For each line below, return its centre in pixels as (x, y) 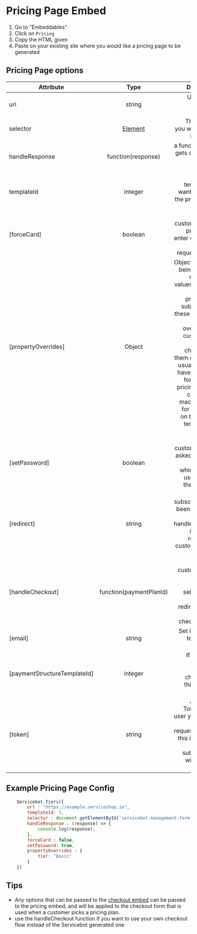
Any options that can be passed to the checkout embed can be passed (100, 899)
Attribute (51, 87)
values (183, 284)
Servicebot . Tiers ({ (40, 802)
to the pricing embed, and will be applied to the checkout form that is (98, 906)
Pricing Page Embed (56, 11)
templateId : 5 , (46, 813)
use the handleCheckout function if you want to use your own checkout (101, 918)
